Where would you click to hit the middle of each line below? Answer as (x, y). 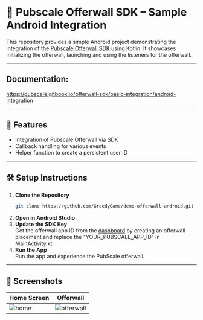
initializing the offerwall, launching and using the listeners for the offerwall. (99, 54)
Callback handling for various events (60, 146)
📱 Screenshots (34, 281)
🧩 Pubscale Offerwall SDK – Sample (97, 12)
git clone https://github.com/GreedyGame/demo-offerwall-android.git (105, 206)
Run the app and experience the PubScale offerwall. (80, 257)
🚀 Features (27, 125)
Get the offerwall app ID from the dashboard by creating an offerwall (100, 231)
